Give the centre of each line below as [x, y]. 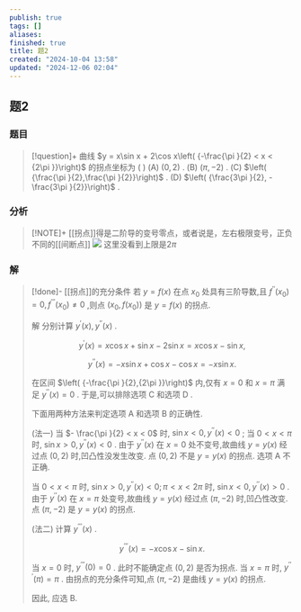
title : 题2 [29, 51]
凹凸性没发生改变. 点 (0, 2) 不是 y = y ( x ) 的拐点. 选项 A [181, 456]
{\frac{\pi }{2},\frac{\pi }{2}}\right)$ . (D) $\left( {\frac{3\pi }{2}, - [152, 177]
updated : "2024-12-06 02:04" [64, 68]
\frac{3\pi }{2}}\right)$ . [75, 186]
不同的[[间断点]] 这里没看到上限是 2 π [104, 244]
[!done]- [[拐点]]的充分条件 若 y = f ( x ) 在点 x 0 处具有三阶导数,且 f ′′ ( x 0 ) [160, 292]
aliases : [26, 34]
